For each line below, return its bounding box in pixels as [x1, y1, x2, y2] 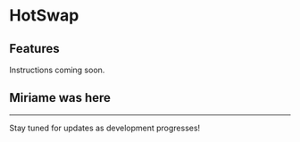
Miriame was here [9, 90, 112, 105]
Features [9, 41, 60, 56]
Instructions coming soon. [9, 64, 105, 75]
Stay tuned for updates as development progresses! [9, 122, 201, 133]
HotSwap [9, 5, 79, 26]
